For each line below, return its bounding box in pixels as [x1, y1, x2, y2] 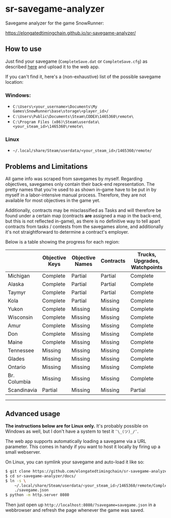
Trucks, [137, 251, 156, 258]
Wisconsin [8, 314, 33, 321]
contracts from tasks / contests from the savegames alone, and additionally [5, 224, 164, 230]
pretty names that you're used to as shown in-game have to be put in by [5, 187, 157, 193]
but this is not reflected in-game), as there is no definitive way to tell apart [5, 218, 160, 225]
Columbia [8, 378, 31, 385]
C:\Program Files [12, 119, 50, 125]
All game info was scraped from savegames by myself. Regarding [5, 176, 142, 182]
